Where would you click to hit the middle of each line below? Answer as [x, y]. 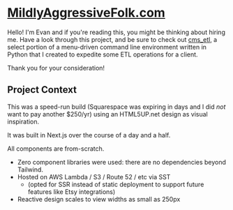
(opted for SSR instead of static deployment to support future [116, 184]
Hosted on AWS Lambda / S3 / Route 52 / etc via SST [94, 177]
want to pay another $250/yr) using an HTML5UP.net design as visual [107, 114]
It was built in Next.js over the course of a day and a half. [89, 135]
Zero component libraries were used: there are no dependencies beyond [122, 162]
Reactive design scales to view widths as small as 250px [99, 199]
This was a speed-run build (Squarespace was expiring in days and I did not [116, 107]
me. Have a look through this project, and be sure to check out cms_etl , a [112, 39]
